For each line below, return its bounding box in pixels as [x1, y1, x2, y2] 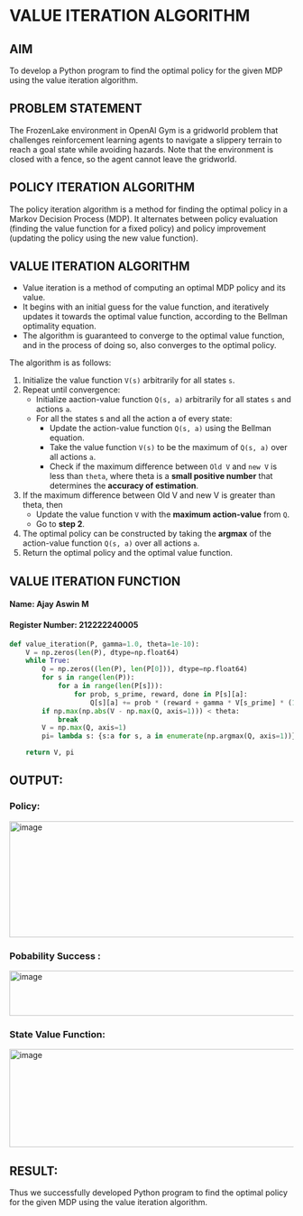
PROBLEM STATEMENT [9, 101, 142, 116]
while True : [25, 656, 70, 666]
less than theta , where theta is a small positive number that [49, 471, 273, 482]
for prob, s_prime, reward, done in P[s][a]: [73, 689, 248, 699]
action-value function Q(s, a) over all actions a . [22, 538, 200, 548]
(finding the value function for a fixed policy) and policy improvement [9, 223, 266, 234]
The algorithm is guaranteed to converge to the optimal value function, [22, 330, 286, 341]
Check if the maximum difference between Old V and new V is [49, 461, 278, 472]
